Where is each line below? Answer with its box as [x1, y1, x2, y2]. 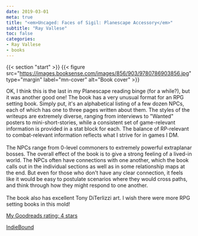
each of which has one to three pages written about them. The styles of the [6, 106, 190, 113]
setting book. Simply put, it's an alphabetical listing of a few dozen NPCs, [6, 100, 184, 107]
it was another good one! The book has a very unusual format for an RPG [6, 93, 184, 101]
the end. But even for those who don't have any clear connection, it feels [6, 169, 183, 176]
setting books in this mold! [6, 201, 71, 208]
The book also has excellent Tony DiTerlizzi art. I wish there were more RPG [6, 194, 190, 201]
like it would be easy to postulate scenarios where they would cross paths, [6, 175, 188, 182]
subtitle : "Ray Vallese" [6, 25, 67, 31]
